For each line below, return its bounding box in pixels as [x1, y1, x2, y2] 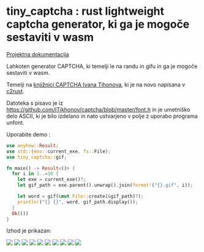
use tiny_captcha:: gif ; [6, 154, 67, 160]
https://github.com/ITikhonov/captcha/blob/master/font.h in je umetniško [6, 105, 191, 113]
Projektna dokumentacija [6, 50, 69, 58]
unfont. [6, 118, 25, 126]
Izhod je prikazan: [6, 227, 51, 234]
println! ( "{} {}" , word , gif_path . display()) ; [17, 199, 138, 205]
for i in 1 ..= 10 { [12, 170, 59, 177]
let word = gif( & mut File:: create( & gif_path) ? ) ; [17, 193, 144, 200]
